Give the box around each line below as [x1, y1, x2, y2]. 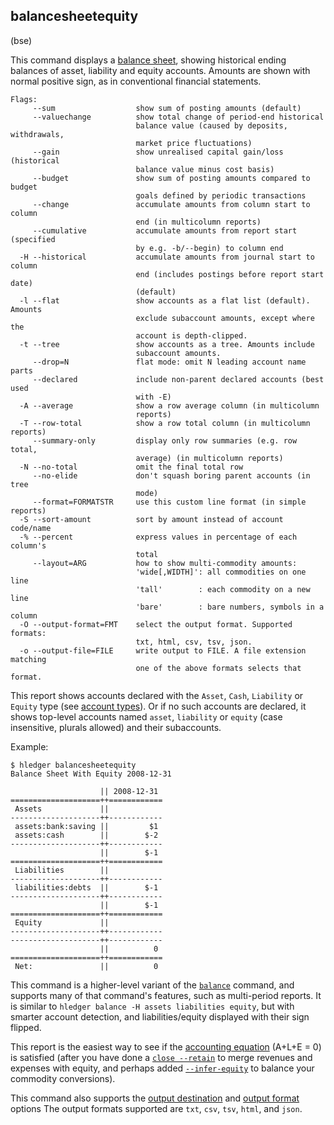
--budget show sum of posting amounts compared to [32, 173, 311, 183]
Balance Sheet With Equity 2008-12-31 [10, 769, 172, 779]
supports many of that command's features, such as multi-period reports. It [10, 989, 322, 1001]
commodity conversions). [10, 1072, 116, 1084]
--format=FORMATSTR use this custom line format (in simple [32, 497, 307, 507]
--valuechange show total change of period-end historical [32, 112, 325, 122]
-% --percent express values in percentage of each [19, 532, 298, 542]
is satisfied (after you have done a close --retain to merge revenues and [10, 1051, 313, 1063]
